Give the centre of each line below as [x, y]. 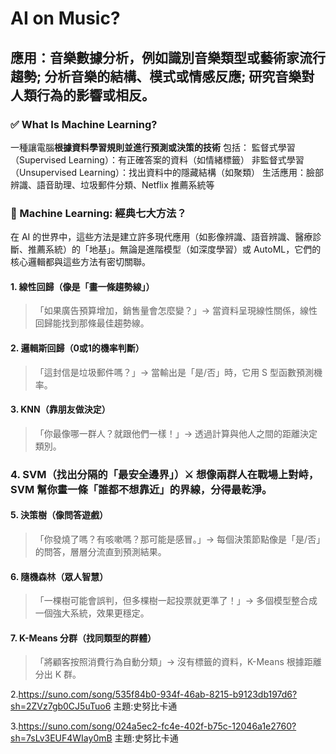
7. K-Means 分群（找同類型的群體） [83, 638]
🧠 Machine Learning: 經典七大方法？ [98, 213]
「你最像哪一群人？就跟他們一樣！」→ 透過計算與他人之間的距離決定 [176, 433]
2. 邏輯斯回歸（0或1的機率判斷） [77, 348]
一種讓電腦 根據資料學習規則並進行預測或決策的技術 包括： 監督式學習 [153, 147]
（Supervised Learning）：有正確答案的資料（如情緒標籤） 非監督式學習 [157, 159]
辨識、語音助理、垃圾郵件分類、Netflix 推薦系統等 [112, 184]
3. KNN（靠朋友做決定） [60, 409]
